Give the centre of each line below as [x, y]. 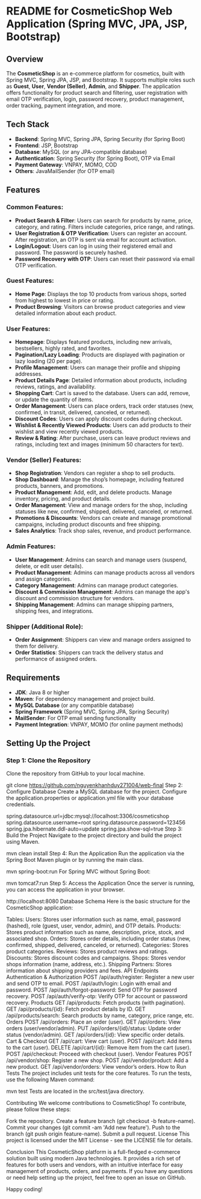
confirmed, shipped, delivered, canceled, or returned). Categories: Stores [97, 945]
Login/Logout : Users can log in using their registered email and [94, 246]
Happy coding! [25, 1189]
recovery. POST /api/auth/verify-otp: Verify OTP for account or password [97, 996]
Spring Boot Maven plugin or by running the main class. [75, 860]
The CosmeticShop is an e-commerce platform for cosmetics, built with [96, 73]
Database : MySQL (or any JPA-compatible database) [81, 151]
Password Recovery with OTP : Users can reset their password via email [105, 259]
